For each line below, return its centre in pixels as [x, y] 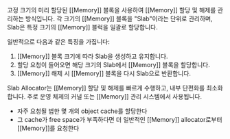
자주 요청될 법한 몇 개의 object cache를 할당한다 [82, 111]
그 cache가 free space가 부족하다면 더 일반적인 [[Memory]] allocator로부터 [119, 119]
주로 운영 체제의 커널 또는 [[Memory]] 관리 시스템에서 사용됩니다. [115, 97]
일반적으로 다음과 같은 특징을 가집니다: [58, 42]
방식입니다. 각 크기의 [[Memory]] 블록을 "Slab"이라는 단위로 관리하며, [119, 18]
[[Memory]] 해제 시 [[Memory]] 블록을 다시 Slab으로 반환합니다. [104, 73]
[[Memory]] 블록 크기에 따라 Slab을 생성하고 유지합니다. [92, 56]
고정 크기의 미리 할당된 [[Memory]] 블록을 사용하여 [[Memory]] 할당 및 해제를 [112, 10]
